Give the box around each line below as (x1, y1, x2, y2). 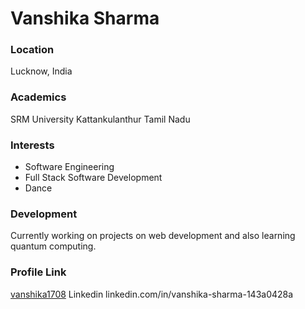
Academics (10, 90, 67, 104)
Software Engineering (24, 161, 115, 173)
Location (10, 43, 55, 57)
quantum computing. (10, 240, 97, 252)
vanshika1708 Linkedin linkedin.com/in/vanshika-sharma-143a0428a (10, 288, 294, 300)
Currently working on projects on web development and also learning (10, 230, 296, 242)
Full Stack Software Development (24, 172, 163, 184)
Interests (10, 138, 55, 152)
